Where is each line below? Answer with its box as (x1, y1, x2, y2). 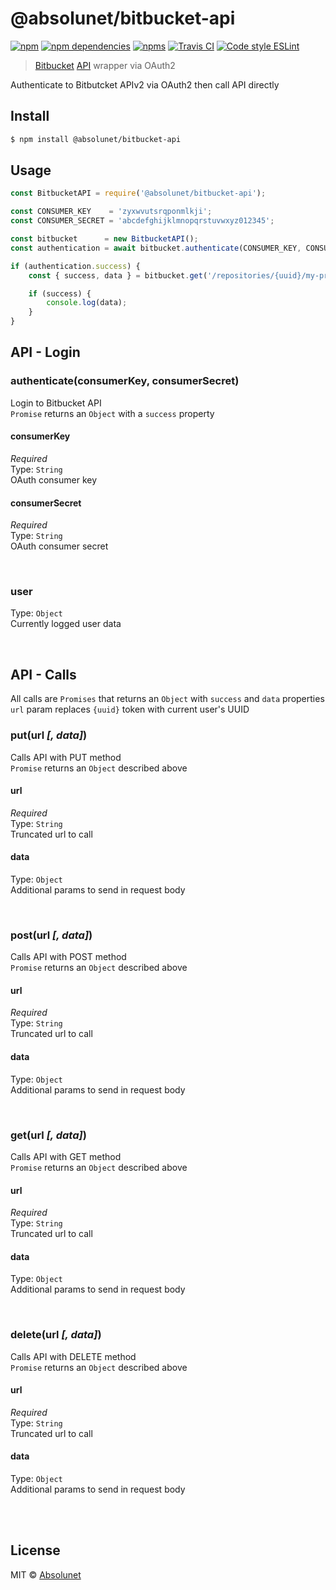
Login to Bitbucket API (10, 397, 102, 409)
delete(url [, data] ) (10, 1328, 102, 1342)
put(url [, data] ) (10, 728, 88, 742)
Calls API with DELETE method (10, 1350, 137, 1362)
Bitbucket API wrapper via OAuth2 (34, 59, 176, 71)
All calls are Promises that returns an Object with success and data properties (10, 693, 325, 705)
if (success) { (28, 288, 92, 299)
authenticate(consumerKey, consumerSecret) (10, 374, 240, 388)
